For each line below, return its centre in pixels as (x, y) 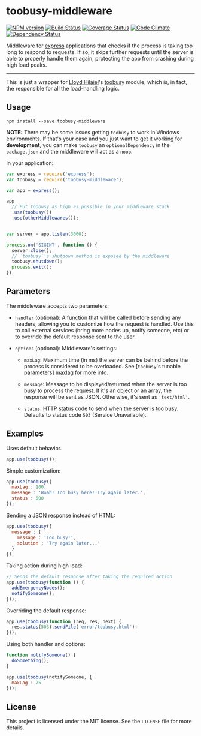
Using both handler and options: (46, 644)
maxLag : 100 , (29, 487)
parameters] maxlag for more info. (66, 372)
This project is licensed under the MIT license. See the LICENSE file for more (99, 722)
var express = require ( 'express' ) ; (51, 174)
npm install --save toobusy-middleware (56, 121)
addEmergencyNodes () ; (39, 588)
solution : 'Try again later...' (59, 543)
